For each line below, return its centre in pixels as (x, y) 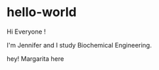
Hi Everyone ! (26, 31)
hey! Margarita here (35, 58)
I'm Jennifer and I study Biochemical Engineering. (79, 45)
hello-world (42, 12)
